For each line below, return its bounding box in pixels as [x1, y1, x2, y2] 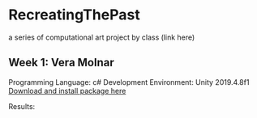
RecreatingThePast [8, 6, 140, 24]
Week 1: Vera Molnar [8, 56, 115, 70]
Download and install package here [8, 86, 126, 95]
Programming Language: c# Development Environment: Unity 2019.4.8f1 [8, 77, 250, 86]
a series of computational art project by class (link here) [8, 32, 195, 42]
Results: [8, 101, 36, 111]
